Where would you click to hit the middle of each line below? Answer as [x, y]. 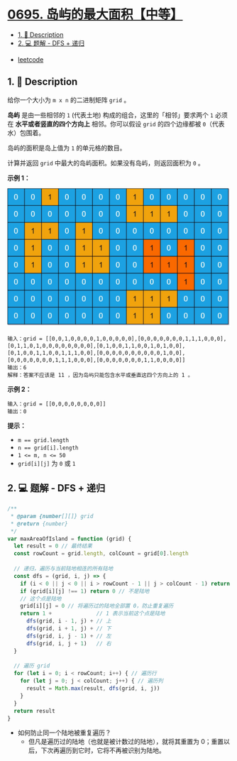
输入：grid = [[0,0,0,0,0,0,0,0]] [57, 404]
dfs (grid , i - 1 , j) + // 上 [68, 621]
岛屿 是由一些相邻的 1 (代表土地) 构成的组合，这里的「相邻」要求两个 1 [111, 115]
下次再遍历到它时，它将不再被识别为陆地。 [103, 750]
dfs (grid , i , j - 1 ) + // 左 [68, 636]
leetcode [31, 59]
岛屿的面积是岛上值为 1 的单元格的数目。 [67, 148]
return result [34, 711]
